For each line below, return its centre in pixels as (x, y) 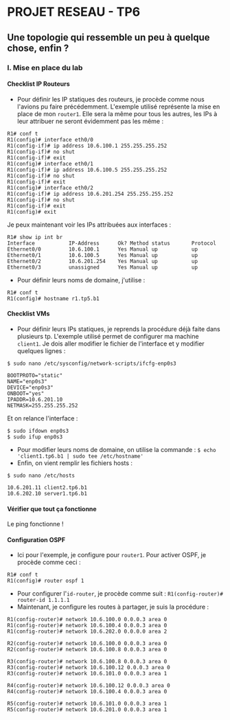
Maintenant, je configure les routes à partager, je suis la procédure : (113, 607)
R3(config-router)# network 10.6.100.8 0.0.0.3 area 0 (87, 662)
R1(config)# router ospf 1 (46, 581)
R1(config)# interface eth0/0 (50, 139)
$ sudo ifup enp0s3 (35, 437)
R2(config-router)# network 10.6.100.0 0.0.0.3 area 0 (87, 644)
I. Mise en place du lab (45, 67)
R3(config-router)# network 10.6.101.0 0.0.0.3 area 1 (87, 674)
